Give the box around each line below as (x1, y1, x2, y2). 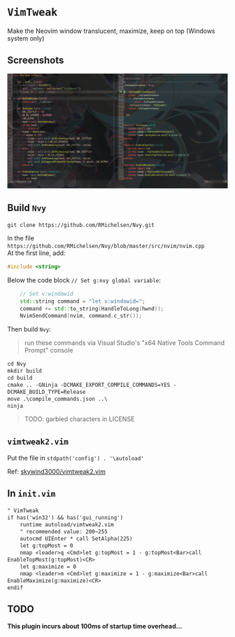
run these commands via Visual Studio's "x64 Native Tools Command (24, 338, 225, 347)
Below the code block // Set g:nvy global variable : (7, 275, 161, 284)
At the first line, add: (7, 249, 66, 257)
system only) (7, 34, 45, 42)
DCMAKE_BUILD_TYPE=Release (7, 389, 86, 396)
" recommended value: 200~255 (20, 528, 108, 535)
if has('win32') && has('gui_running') (7, 514, 124, 521)
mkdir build (7, 368, 42, 375)
